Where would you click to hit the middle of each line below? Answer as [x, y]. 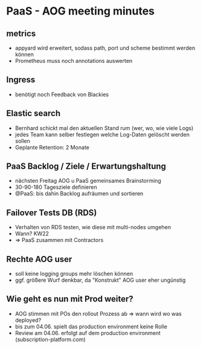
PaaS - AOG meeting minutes [81, 11]
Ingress [21, 80]
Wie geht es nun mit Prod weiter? [70, 299]
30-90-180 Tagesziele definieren [56, 187]
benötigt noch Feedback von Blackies [62, 94]
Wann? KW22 [32, 233]
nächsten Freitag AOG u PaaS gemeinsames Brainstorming [88, 181]
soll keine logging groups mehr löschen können [74, 274]
